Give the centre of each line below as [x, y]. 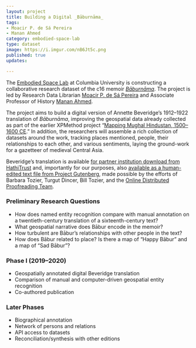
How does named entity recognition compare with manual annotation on [102, 214]
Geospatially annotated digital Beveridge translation [77, 273]
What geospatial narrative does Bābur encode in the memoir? [89, 227]
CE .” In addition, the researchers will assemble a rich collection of [98, 131]
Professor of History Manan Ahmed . [50, 101]
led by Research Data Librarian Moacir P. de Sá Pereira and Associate [90, 95]
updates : [17, 60]
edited [14, 174]
